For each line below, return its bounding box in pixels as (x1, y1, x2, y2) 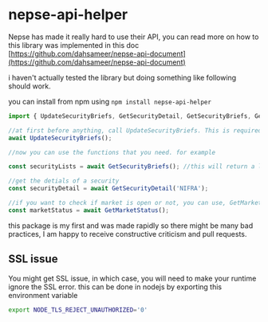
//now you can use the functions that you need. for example (8, 148, 216, 156)
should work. (8, 81, 52, 91)
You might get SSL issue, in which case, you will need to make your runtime (8, 273, 257, 283)
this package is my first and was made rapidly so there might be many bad (8, 221, 254, 230)
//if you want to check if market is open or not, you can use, (8, 199, 227, 207)
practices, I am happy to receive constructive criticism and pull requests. (8, 229, 247, 238)
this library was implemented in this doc (8, 40, 140, 49)
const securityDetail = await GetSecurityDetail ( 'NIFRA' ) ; (8, 185, 209, 193)
